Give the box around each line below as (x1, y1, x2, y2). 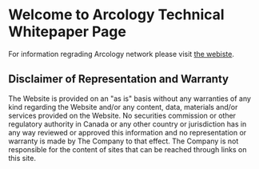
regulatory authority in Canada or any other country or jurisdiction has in (8, 119, 247, 129)
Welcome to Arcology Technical (8, 6, 225, 24)
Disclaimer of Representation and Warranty (8, 72, 229, 86)
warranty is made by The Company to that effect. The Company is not (8, 136, 239, 146)
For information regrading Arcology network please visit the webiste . (8, 49, 234, 58)
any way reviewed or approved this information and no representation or (8, 127, 247, 137)
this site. (8, 153, 36, 163)
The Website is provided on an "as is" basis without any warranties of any (8, 94, 252, 103)
